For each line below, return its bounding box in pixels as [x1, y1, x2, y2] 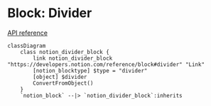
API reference [7, 28, 48, 37]
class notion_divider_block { [20, 48, 110, 55]
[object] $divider [33, 73, 87, 80]
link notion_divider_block [33, 55, 113, 62]
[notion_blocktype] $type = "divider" [33, 67, 148, 74]
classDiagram [7, 42, 46, 49]
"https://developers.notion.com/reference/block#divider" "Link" [7, 60, 205, 68]
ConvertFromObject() [33, 80, 94, 87]
